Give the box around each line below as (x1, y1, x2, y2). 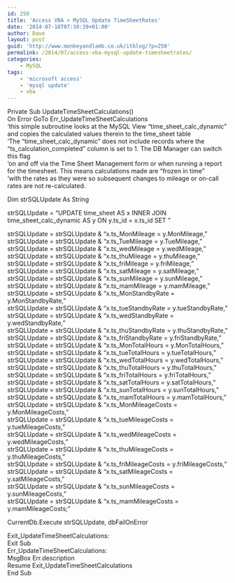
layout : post (7, 36, 45, 43)
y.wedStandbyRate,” (7, 319, 66, 327)
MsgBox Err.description (7, 554, 75, 563)
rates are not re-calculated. (7, 182, 86, 190)
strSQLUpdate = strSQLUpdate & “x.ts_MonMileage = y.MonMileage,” (7, 230, 208, 238)
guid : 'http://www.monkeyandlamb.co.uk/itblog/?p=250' (7, 43, 171, 50)
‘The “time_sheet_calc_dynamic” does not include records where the (7, 137, 205, 145)
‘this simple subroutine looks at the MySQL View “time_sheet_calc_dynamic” (7, 122, 227, 131)
